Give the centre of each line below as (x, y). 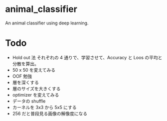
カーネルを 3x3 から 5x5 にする (44, 107)
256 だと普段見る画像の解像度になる (50, 114)
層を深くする (25, 82)
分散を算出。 (25, 64)
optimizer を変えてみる (36, 95)
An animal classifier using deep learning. (47, 23)
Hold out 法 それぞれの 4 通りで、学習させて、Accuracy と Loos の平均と (87, 57)
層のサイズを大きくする (36, 89)
